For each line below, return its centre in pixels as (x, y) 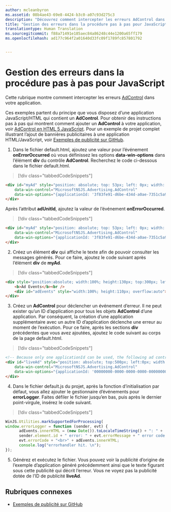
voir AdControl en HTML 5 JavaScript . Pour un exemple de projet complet (82, 129)
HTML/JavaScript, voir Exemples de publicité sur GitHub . (65, 139)
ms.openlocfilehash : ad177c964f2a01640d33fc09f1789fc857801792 (74, 39)
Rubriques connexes (39, 492)
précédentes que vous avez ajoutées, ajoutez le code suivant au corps (87, 333)
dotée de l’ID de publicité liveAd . (47, 476)
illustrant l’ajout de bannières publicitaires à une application (67, 134)
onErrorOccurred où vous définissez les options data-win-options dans (89, 155)
